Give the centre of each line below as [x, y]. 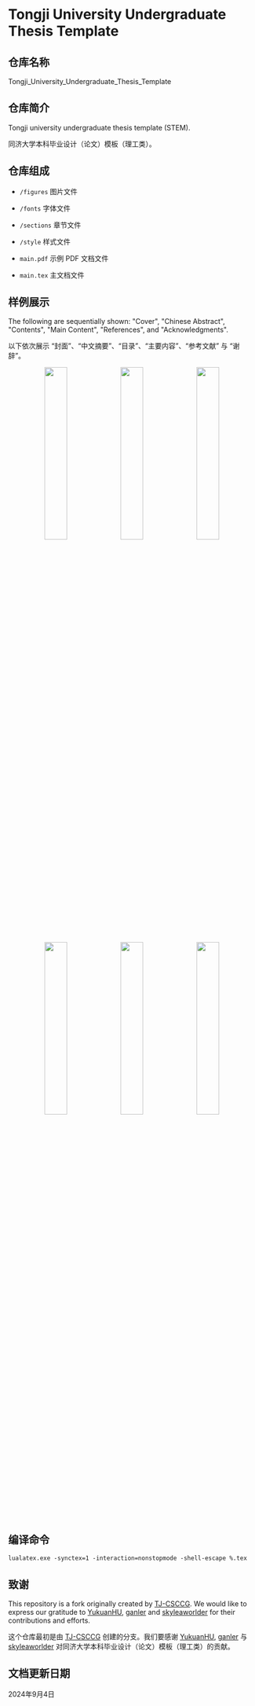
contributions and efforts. [49, 1620]
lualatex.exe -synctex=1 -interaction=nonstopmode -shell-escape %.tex [127, 1558]
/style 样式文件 [45, 241]
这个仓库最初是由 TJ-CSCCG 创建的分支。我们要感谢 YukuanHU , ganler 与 [128, 1637]
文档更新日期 [39, 1673]
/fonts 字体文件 [45, 208]
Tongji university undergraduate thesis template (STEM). [99, 127]
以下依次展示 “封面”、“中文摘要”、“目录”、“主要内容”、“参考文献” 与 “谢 [124, 346]
